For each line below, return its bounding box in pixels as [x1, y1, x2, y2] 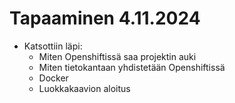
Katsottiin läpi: [23, 40, 83, 52]
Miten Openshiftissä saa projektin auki [38, 50, 197, 62]
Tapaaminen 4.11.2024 [9, 7, 201, 30]
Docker [38, 72, 69, 84]
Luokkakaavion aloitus [38, 82, 131, 94]
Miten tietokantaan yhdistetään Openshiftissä [38, 61, 226, 73]
